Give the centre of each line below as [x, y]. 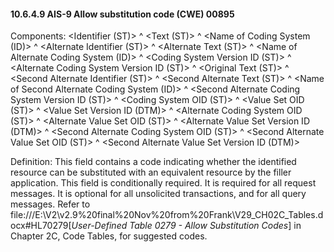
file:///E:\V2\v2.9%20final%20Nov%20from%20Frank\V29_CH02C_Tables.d [167, 215]
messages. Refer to [50, 204]
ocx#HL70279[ [41, 226]
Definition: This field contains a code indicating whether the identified [153, 162]
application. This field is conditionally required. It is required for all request [163, 183]
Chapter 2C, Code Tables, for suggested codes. [109, 236]
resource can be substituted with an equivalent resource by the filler [151, 172]
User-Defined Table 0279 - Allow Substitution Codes [180, 226]
